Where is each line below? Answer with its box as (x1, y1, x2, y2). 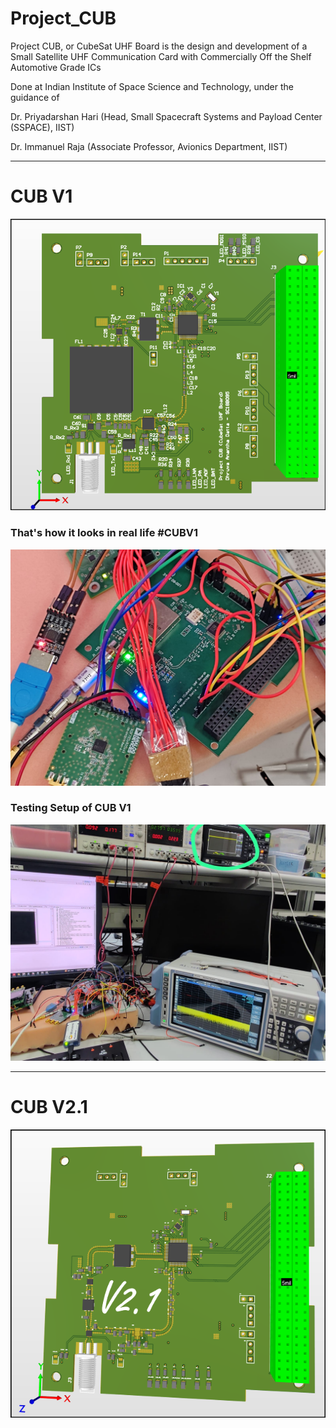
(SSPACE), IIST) (10, 121, 75, 133)
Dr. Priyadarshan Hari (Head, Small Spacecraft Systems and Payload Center (10, 110, 323, 122)
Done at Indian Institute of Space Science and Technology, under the (10, 80, 294, 92)
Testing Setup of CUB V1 (10, 801, 132, 815)
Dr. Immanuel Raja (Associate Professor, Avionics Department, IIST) (10, 140, 288, 152)
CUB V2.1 (10, 1096, 88, 1119)
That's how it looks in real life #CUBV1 (10, 526, 199, 540)
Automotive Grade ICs (10, 61, 102, 73)
